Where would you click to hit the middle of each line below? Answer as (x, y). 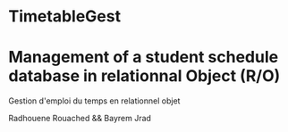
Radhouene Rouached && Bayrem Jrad (80, 119)
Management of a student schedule (144, 58)
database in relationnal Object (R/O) (144, 76)
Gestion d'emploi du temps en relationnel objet (94, 101)
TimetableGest (65, 16)
